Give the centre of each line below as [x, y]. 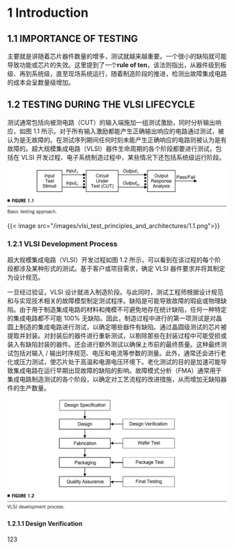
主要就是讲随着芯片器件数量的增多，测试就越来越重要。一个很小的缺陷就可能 [117, 56]
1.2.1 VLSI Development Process [62, 244]
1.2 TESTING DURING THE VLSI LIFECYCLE [101, 105]
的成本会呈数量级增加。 [41, 82]
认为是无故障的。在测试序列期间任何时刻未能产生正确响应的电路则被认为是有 [117, 140]
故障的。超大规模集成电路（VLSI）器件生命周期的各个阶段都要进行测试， [111, 149]
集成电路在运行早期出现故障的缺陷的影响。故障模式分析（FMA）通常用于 [117, 370]
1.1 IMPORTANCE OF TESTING [72, 39]
